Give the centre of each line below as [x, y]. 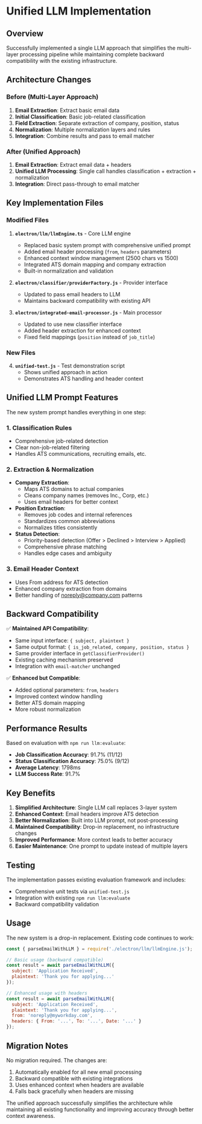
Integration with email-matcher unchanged [68, 666]
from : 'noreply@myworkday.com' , [52, 1016]
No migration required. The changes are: [57, 1060]
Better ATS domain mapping [50, 703]
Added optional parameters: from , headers [67, 690]
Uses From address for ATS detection [62, 582]
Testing [21, 865]
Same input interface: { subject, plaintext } [72, 641]
